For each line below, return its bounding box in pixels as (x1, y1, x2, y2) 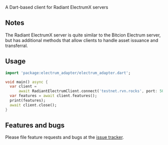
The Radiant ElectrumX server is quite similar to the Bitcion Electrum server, (5, 32, 161, 38)
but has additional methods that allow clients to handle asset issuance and (5, 37, 158, 43)
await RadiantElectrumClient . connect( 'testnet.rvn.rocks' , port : (18, 88, 157, 94)
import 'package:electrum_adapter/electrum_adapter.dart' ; (5, 70, 131, 75)
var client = (9, 84, 37, 89)
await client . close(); (9, 102, 57, 107)
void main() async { (5, 79, 48, 84)
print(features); (9, 98, 46, 103)
